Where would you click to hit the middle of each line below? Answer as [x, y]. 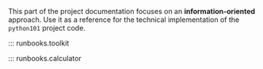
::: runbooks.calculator [45, 58]
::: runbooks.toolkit [39, 43]
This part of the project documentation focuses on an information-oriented [132, 11]
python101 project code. [47, 28]
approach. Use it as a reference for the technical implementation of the [124, 20]
